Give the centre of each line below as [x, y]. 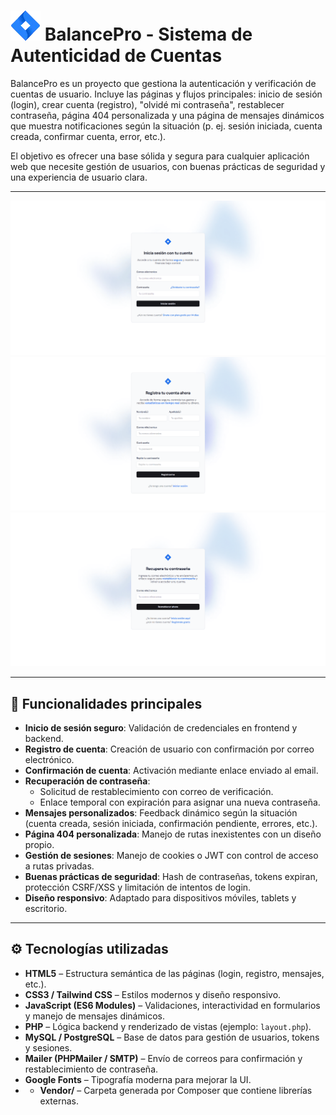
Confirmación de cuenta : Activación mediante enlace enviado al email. [171, 770]
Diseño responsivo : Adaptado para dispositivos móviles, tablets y [160, 898]
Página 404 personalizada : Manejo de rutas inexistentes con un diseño [173, 834]
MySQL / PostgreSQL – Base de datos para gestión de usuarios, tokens [172, 1037]
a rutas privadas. [59, 866]
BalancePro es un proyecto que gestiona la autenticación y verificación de [163, 83]
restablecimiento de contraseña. [91, 1069]
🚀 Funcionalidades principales [106, 703]
